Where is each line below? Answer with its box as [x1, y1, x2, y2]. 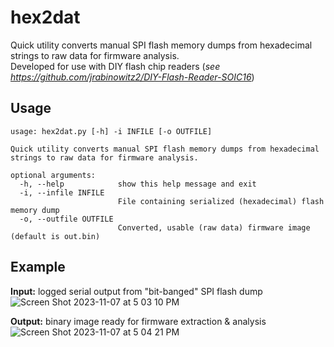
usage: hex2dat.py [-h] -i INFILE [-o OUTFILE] [10, 126, 213, 136]
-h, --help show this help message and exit [19, 179, 257, 189]
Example [10, 259, 66, 276]
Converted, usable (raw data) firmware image [117, 222, 311, 233]
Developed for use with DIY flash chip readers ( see [10, 60, 221, 72]
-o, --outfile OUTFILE [19, 214, 114, 224]
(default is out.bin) [10, 231, 101, 241]
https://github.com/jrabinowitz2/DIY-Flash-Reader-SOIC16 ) [10, 71, 255, 83]
